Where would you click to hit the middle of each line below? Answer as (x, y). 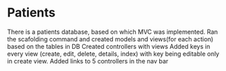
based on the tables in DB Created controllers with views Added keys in (109, 46)
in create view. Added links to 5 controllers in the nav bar (88, 61)
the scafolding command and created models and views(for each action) (110, 39)
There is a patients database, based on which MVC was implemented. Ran (113, 32)
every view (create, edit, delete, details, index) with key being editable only (113, 54)
